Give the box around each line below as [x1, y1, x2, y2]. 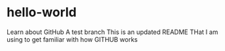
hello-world [6, 4, 77, 21]
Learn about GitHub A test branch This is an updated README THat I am [6, 28, 219, 36]
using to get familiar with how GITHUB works [6, 35, 138, 43]
